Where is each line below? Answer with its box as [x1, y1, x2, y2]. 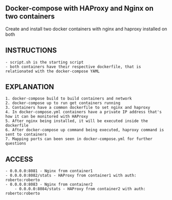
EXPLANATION [5, 83, 54, 91]
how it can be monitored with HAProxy [5, 114, 88, 119]
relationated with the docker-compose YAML [5, 69, 100, 74]
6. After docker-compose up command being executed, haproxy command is [5, 128, 164, 133]
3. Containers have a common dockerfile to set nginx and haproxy [5, 105, 150, 110]
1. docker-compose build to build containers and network [5, 96, 132, 102]
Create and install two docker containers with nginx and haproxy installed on [5, 26, 167, 32]
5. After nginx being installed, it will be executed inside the [5, 118, 148, 124]
